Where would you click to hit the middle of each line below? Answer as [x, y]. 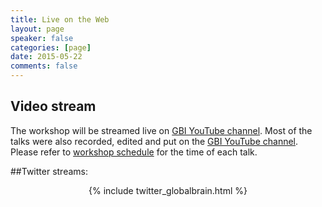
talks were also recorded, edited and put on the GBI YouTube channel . [154, 141]
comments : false [44, 66]
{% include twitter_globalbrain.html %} [168, 190]
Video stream [53, 106]
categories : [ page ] [51, 47]
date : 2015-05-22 [46, 57]
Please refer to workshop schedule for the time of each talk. [134, 152]
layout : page [37, 29]
